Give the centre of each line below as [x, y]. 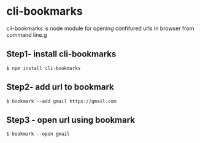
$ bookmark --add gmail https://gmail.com [61, 101]
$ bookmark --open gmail [38, 134]
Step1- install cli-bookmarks [61, 54]
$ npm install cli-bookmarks [44, 68]
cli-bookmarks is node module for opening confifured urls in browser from [100, 28]
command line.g [27, 34]
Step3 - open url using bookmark [71, 120]
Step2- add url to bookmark [60, 87]
